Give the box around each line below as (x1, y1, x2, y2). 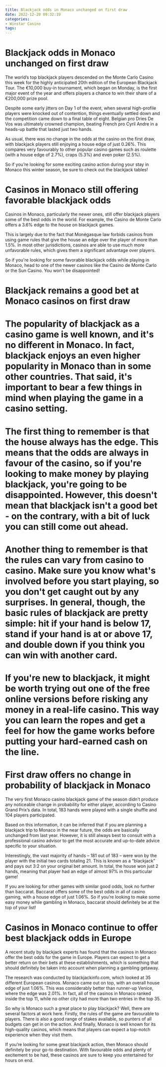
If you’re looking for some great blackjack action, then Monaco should (5, 1041, 148, 1047)
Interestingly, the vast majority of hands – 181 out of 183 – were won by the (5, 852, 157, 858)
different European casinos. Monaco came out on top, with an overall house (5, 979, 160, 986)
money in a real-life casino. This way (5, 704, 160, 715)
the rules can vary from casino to (5, 554, 144, 566)
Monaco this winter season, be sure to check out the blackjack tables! (5, 167, 148, 173)
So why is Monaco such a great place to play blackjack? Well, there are (5, 1005, 150, 1011)
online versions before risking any (5, 693, 149, 705)
